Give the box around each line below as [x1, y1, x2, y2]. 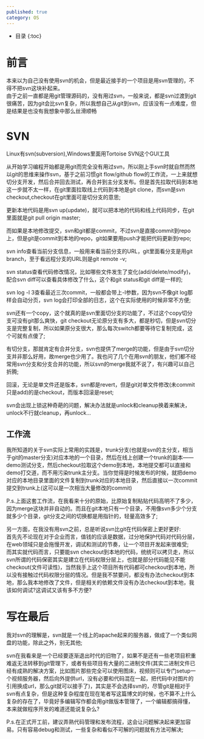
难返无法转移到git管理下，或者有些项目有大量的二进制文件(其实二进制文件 [6, 660, 190, 667]
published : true [6, 9, 47, 15]
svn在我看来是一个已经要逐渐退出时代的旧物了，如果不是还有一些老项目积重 [6, 652, 196, 659]
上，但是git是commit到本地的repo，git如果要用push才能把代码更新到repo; [6, 235, 192, 242]
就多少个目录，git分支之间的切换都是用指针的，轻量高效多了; [6, 513, 158, 520]
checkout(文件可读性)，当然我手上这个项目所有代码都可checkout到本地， [6, 563, 190, 571]
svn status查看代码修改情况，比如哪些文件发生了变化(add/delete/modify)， [6, 268, 194, 276]
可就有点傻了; [11, 332, 46, 340]
